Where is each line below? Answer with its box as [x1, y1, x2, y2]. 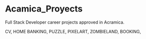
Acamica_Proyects [5, 3, 83, 14]
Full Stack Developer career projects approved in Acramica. [5, 19, 125, 25]
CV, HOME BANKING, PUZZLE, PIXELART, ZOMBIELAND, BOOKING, [5, 28, 141, 34]
